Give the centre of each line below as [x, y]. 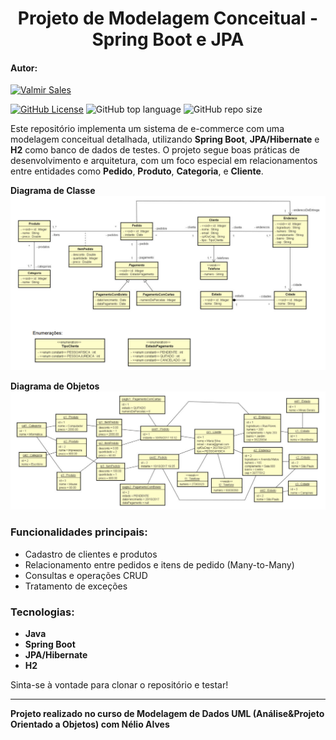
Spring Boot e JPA [168, 39]
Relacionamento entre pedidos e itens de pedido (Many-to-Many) [159, 564]
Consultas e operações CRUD [86, 575]
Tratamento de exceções [76, 586]
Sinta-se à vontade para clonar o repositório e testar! [119, 685]
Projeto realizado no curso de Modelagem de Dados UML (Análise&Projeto [167, 714]
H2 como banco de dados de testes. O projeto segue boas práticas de [155, 150]
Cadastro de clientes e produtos [91, 554]
